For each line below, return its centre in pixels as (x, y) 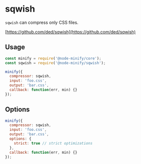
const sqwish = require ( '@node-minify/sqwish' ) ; (55, 63)
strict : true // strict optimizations (53, 143)
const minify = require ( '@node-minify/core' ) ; (53, 58)
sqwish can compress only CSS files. (42, 22)
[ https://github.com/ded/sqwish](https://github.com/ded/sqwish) (70, 32)
